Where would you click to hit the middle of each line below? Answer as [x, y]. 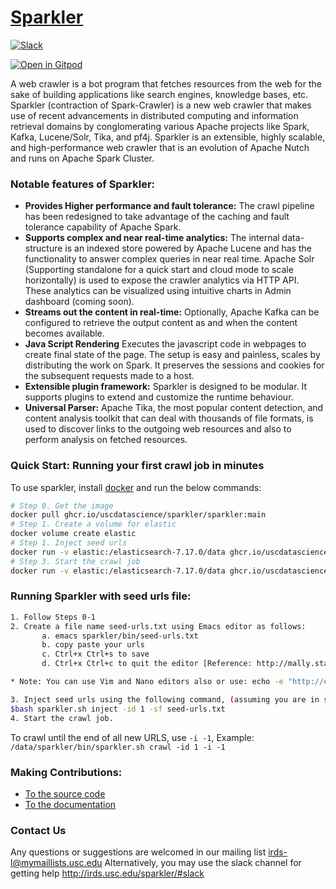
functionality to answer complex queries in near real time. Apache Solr [169, 259]
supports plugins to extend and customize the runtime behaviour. [159, 397]
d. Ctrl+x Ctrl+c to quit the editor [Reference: [147, 664]
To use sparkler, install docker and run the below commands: [136, 487]
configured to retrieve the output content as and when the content [161, 323]
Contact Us [38, 830]
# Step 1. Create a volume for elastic [93, 524]
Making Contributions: [66, 772]
